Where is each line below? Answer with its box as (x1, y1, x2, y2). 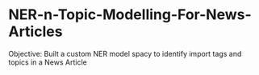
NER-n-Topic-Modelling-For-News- (8, 6, 252, 24)
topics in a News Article (8, 57, 87, 67)
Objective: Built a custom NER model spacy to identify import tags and (8, 49, 242, 58)
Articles (8, 22, 63, 41)
